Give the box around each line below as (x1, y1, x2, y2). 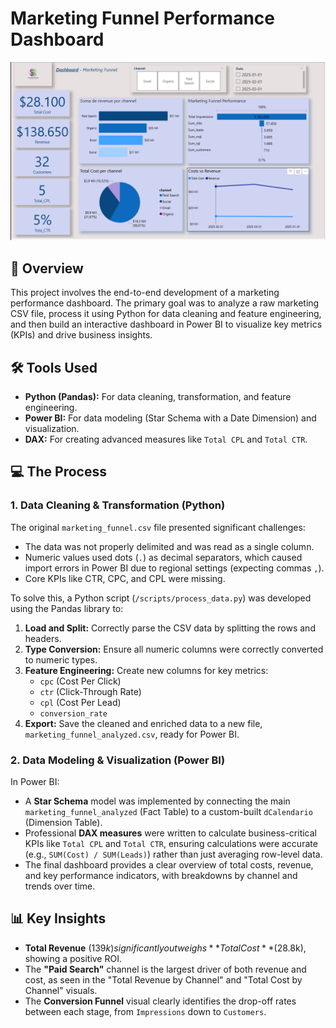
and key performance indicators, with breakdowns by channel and (24, 870, 298, 882)
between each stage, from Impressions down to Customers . (24, 1005, 267, 1017)
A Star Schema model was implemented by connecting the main (24, 795, 291, 807)
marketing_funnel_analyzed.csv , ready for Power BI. (24, 728, 240, 740)
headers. (24, 632, 62, 644)
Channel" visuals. (24, 984, 98, 996)
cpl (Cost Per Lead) (39, 696, 122, 708)
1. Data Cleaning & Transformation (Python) (10, 498, 226, 512)
